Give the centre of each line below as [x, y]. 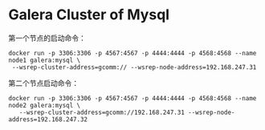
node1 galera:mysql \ [45, 60]
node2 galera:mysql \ [45, 105]
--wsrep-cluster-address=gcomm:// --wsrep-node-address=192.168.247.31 [134, 67]
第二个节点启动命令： [43, 83]
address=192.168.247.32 [48, 119]
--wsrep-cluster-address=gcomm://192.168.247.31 [102, 112]
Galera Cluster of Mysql [89, 15]
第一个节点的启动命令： [47, 38]
